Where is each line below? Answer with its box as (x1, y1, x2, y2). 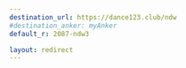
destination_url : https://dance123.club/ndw (9, 12, 177, 22)
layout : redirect (9, 45, 74, 54)
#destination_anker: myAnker (9, 21, 117, 30)
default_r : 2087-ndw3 (9, 29, 90, 38)
